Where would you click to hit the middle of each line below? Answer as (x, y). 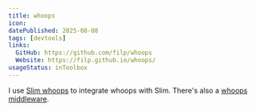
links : (19, 46)
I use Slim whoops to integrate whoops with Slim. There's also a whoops (128, 90)
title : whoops (32, 16)
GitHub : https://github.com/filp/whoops (84, 53)
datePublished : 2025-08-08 (53, 30)
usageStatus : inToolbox (48, 68)
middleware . (29, 99)
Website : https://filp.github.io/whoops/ (86, 61)
